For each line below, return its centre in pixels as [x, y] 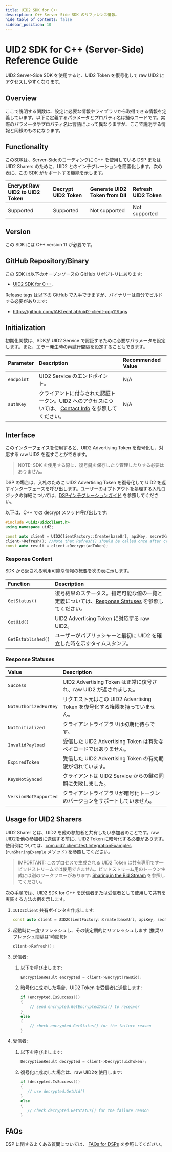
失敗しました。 [91, 784]
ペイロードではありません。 [96, 749]
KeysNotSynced [25, 780]
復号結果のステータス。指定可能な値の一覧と [109, 593]
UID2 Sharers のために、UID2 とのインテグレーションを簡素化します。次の [84, 166]
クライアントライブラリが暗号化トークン [111, 793]
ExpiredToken [24, 762]
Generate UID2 [108, 189]
